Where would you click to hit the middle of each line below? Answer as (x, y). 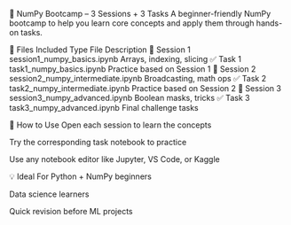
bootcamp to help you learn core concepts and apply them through (132, 23)
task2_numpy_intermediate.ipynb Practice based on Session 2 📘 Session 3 (145, 88)
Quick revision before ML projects (71, 211)
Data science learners (49, 194)
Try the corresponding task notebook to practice (98, 142)
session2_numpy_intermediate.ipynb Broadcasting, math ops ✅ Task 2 (138, 78)
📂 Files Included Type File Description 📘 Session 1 (100, 50)
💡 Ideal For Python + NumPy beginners (81, 176)
